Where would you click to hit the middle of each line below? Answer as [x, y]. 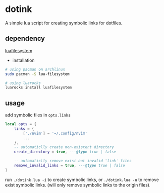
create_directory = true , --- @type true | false [65, 152]
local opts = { [21, 124]
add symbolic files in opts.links [38, 115]
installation [23, 60]
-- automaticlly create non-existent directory [64, 147]
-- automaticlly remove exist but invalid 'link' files [73, 161]
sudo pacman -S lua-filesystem [37, 74]
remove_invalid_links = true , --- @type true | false [70, 166]
